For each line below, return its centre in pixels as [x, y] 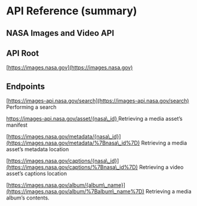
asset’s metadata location [38, 149]
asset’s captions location [37, 174]
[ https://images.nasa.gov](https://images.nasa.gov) [70, 67]
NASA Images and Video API [60, 33]
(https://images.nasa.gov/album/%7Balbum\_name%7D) [75, 192]
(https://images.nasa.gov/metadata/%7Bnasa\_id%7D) [73, 143]
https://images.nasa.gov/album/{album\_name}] [67, 185]
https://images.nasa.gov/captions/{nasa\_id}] [64, 161]
